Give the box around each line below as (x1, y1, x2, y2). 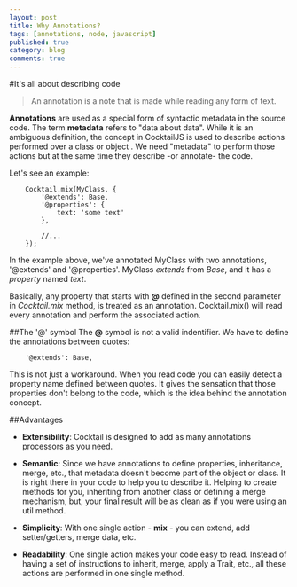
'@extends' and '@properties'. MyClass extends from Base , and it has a (9, 264, 272, 275)
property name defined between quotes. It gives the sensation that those (9, 379, 277, 388)
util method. (21, 505, 66, 515)
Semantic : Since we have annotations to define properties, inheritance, (21, 458, 284, 468)
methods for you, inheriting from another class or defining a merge (21, 487, 266, 497)
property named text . (9, 274, 87, 284)
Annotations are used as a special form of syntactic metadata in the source (9, 113, 286, 123)
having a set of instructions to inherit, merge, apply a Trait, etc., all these (21, 559, 286, 568)
